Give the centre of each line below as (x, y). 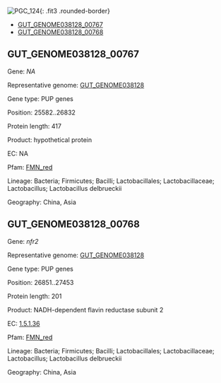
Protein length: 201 (35, 296)
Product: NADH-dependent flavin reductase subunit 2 (85, 310)
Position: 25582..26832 (42, 112)
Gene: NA (22, 71)
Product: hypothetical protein (50, 140)
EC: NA (18, 153)
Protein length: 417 (35, 126)
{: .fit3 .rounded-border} (75, 11)
